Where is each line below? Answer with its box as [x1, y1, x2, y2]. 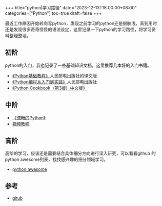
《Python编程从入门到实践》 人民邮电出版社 [12, 78, 97, 85]
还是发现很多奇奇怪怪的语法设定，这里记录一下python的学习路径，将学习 [5, 26, 152, 32]
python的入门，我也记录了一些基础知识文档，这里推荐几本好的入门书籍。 [5, 62, 152, 68]
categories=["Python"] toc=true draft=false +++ [5, 10, 102, 16]
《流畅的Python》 [12, 115, 46, 121]
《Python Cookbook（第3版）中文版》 [12, 85, 88, 91]
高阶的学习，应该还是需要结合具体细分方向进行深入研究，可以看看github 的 [5, 151, 156, 156]
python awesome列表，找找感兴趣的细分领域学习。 [5, 156, 108, 162]
